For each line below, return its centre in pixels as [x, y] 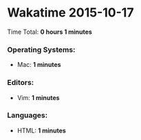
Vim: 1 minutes [38, 97]
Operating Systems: [41, 50]
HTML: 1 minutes [42, 130]
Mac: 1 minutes [39, 65]
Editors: [21, 83]
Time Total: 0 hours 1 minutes [50, 32]
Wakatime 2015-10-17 [70, 13]
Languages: [28, 115]
